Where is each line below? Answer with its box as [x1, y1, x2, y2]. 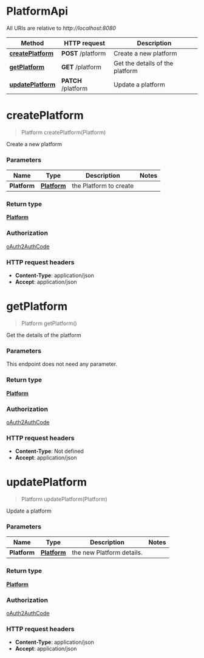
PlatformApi [6, 4, 69, 18]
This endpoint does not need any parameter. [6, 360, 117, 368]
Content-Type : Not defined [15, 447, 84, 455]
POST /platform [61, 49, 106, 57]
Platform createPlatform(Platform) [21, 128, 106, 136]
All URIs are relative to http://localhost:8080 [6, 24, 117, 32]
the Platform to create [72, 181, 134, 190]
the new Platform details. [72, 548, 143, 557]
